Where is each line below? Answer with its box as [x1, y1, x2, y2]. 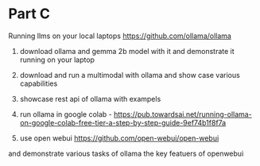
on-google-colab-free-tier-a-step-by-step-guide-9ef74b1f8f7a [19, 118, 227, 127]
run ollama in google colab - [19, 109, 113, 119]
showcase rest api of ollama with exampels [19, 94, 161, 103]
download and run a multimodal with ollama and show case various [19, 70, 240, 79]
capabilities [19, 79, 58, 88]
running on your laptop [19, 55, 95, 64]
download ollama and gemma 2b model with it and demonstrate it [19, 46, 235, 56]
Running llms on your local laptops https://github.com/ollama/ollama [8, 31, 232, 41]
